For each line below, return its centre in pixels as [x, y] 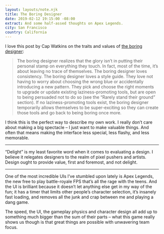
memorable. [17, 138]
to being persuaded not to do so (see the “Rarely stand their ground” [86, 97]
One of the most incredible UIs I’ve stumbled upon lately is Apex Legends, [79, 176]
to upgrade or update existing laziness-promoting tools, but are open [86, 92]
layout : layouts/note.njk [31, 10]
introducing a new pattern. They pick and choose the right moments [85, 87]
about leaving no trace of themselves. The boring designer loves [82, 71]
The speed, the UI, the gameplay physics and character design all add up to [81, 212]
